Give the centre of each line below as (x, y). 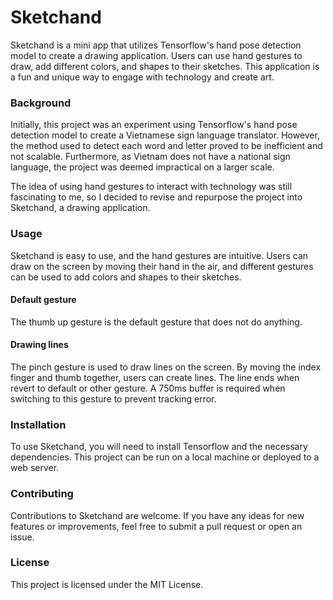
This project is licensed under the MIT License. (107, 584)
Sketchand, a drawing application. (80, 208)
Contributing (42, 494)
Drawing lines (39, 345)
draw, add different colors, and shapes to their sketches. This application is (165, 66)
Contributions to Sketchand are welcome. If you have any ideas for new (157, 515)
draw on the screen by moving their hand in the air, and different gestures (162, 266)
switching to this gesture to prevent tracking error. (113, 398)
